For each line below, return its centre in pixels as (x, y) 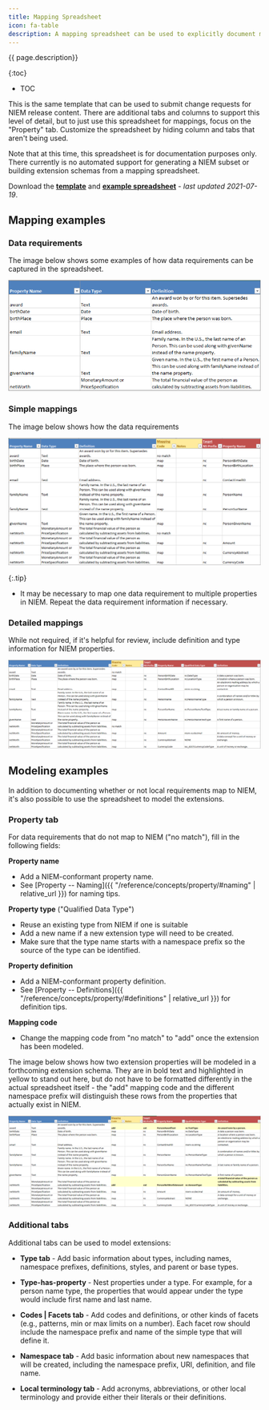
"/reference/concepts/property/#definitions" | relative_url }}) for (125, 999)
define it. (34, 1340)
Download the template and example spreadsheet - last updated (117, 186)
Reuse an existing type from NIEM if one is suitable (104, 925)
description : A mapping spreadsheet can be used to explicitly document (132, 34)
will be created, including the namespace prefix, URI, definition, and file (138, 1364)
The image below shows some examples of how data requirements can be (131, 261)
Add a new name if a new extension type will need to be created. (127, 933)
